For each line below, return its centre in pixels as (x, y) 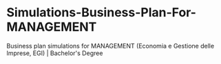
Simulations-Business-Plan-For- (102, 13)
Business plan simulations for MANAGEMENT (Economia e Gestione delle (110, 46)
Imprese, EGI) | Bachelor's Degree (55, 53)
